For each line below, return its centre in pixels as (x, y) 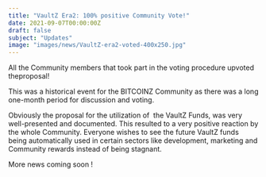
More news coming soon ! (51, 164)
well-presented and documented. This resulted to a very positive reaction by (133, 124)
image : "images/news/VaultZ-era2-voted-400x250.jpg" (97, 45)
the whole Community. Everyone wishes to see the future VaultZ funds (124, 133)
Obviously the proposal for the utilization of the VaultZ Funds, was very (125, 115)
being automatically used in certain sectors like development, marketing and (133, 140)
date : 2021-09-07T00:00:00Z (55, 23)
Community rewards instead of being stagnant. (85, 149)
